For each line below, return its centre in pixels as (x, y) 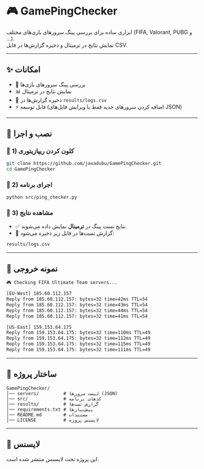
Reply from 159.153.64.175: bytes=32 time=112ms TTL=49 (78, 339)
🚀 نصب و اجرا (29, 134)
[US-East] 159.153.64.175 (39, 327)
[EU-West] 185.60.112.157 (39, 294)
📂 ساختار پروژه (32, 374)
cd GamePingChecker (31, 169)
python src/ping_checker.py (42, 197)
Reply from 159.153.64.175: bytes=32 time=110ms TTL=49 (78, 333)
